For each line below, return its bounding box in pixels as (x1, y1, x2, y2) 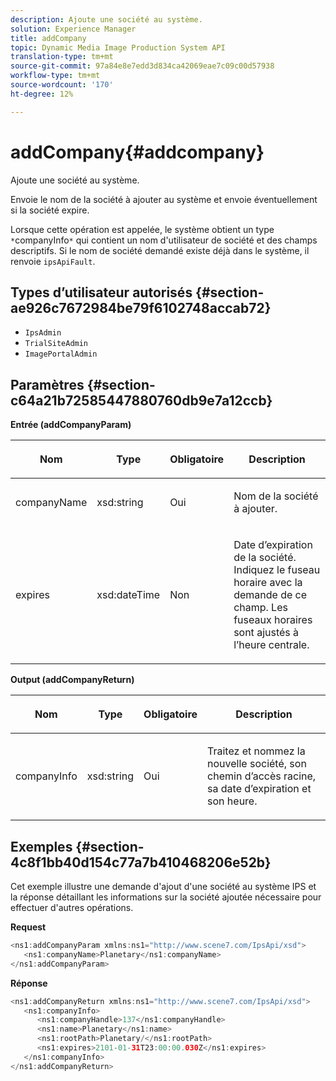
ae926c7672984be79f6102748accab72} (10, 299, 272, 316)
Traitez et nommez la (207, 744, 306, 758)
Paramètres (10, 376, 85, 393)
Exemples (10, 838, 73, 855)
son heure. (207, 794, 258, 808)
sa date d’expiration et (207, 782, 312, 796)
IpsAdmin (24, 328, 62, 338)
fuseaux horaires (233, 613, 313, 627)
